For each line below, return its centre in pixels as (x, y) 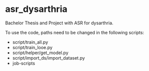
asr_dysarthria (36, 9)
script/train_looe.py (32, 47)
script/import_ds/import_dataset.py (48, 58)
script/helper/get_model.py (40, 53)
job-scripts (24, 63)
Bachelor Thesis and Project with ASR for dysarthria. (59, 23)
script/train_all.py (30, 42)
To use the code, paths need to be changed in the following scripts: (74, 32)
